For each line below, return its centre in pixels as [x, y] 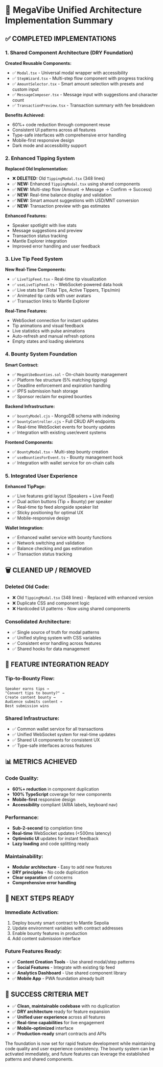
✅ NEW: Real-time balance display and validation [62, 195]
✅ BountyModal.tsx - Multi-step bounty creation [60, 452]
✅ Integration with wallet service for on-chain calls [63, 463]
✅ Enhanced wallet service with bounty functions [62, 538]
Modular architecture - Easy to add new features [62, 867]
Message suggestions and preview [47, 231]
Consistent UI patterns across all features [54, 130]
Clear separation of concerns [42, 877]
